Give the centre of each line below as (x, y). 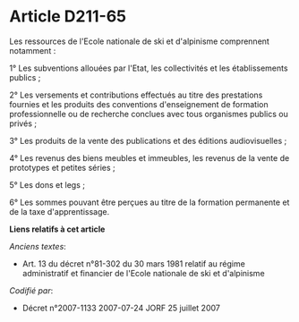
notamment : (33, 50)
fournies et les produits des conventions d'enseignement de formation (139, 104)
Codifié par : (31, 290)
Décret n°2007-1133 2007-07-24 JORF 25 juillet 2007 (121, 308)
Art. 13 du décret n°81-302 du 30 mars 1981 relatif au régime (134, 263)
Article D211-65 (68, 17)
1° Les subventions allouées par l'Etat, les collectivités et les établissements (149, 68)
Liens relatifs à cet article (57, 229)
